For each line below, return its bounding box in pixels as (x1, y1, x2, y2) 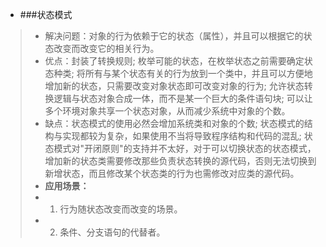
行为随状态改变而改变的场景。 (59, 203, 183, 215)
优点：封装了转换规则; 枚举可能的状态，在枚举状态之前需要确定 (44, 55, 305, 67)
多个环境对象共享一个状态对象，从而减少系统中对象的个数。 (44, 105, 291, 117)
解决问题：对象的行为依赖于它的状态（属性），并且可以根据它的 (44, 30, 304, 42)
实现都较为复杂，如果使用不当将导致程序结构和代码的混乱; (62, 130, 302, 142)
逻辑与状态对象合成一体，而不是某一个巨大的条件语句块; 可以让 (53, 93, 313, 104)
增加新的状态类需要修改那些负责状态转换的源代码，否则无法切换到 (44, 155, 317, 167)
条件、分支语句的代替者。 (59, 226, 166, 238)
